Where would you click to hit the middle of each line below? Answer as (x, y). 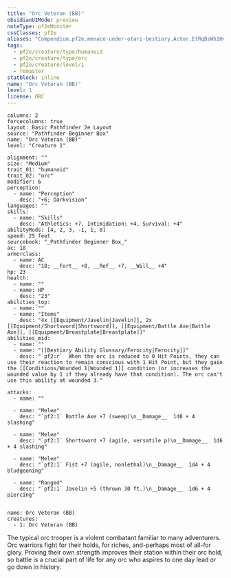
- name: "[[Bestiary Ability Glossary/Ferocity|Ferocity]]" (101, 350)
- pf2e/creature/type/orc (51, 58)
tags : (15, 45)
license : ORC (26, 97)
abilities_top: (29, 302)
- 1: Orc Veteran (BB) (46, 525)
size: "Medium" (29, 164)
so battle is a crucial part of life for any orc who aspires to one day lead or (112, 559)
